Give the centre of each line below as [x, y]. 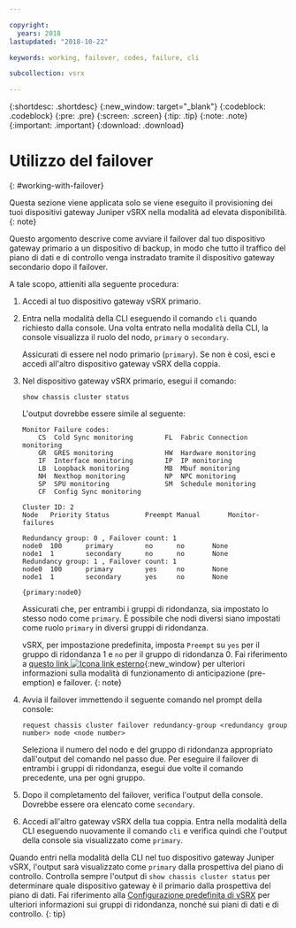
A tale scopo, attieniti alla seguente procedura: [94, 284]
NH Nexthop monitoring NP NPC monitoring [137, 476]
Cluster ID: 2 [48, 507]
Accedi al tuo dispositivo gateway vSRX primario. [111, 301]
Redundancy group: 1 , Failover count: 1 [99, 562]
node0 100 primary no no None [125, 546]
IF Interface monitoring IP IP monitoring [135, 461]
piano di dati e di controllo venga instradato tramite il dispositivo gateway [142, 258]
